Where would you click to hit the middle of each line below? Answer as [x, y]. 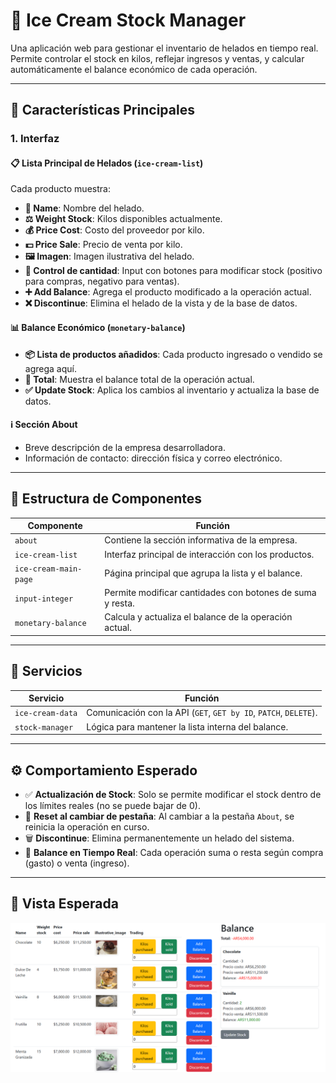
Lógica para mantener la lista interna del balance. [187, 726]
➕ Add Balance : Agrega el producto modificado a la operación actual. [168, 292]
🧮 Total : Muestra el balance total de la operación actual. [139, 379]
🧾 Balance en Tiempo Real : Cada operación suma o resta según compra [174, 853]
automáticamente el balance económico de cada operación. [134, 69]
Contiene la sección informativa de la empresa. [201, 540]
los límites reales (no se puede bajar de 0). [112, 806]
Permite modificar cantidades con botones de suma [210, 593]
